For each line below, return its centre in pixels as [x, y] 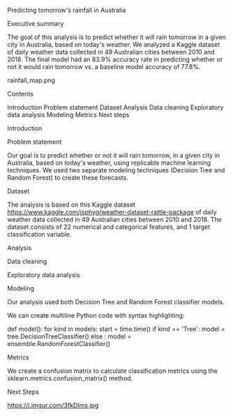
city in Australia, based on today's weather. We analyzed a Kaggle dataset [114, 44]
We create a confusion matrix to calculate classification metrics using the [113, 371]
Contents [20, 94]
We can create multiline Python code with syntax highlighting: [96, 315]
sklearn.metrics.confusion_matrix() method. [70, 378]
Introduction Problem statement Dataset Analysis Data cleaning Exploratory [115, 107]
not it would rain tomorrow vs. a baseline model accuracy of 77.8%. [104, 67]
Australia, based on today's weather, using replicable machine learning [109, 163]
